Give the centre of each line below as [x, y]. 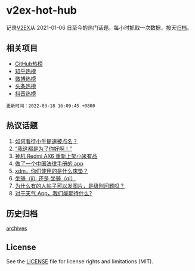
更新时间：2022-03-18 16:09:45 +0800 [51, 106]
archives [17, 228]
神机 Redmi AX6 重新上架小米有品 [56, 156]
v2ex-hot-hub [42, 10]
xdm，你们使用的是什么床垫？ [51, 171]
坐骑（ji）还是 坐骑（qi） [45, 178]
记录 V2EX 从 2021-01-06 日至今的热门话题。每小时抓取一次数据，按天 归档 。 [99, 27]
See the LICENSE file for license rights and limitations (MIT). [80, 261]
